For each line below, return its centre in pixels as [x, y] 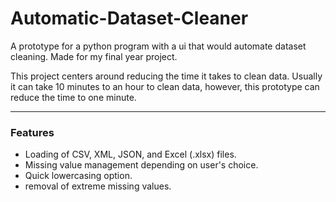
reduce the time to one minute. [73, 97]
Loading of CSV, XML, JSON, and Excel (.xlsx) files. [130, 154]
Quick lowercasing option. [78, 176]
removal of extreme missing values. [98, 186]
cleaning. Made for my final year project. [94, 56]
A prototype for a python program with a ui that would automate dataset [158, 46]
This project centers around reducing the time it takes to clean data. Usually [166, 76]
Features [32, 132]
